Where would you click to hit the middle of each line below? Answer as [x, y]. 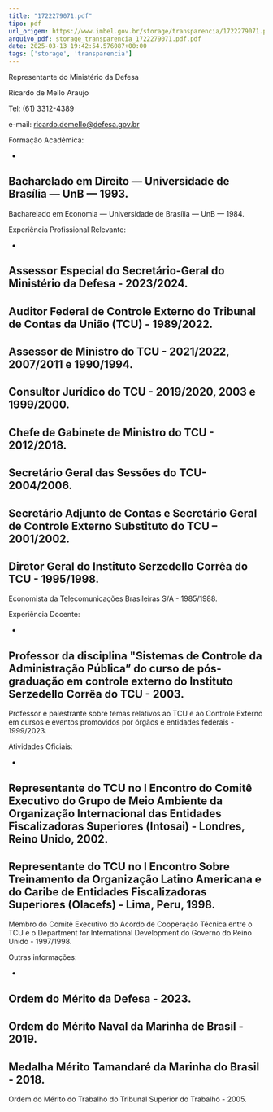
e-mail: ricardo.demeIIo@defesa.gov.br [74, 124]
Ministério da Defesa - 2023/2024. [98, 284]
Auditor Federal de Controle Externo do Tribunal [132, 311]
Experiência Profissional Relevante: [67, 230]
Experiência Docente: [44, 615]
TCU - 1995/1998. [54, 579]
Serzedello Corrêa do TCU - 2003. [96, 694]
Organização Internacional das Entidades [115, 814]
